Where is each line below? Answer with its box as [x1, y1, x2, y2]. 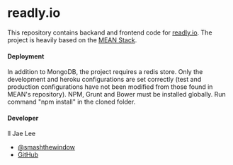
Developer [7, 114, 39, 122]
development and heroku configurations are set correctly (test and [7, 75, 202, 84]
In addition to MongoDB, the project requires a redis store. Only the [7, 68, 203, 76]
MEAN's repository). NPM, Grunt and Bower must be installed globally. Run [7, 90, 227, 99]
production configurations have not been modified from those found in [7, 82, 213, 91]
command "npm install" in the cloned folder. [7, 97, 136, 106]
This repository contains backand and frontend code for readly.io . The [7, 28, 212, 37]
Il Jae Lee [7, 129, 36, 138]
